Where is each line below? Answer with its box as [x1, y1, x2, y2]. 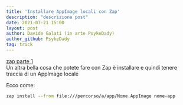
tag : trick [6, 42, 33, 48]
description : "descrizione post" [6, 14, 89, 20]
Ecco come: [6, 81, 35, 88]
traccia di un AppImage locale [6, 70, 79, 77]
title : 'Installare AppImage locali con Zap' [6, 8, 120, 15]
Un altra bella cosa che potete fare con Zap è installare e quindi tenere [6, 64, 178, 71]
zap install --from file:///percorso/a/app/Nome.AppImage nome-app [6, 93, 176, 99]
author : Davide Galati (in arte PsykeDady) [6, 31, 115, 37]
